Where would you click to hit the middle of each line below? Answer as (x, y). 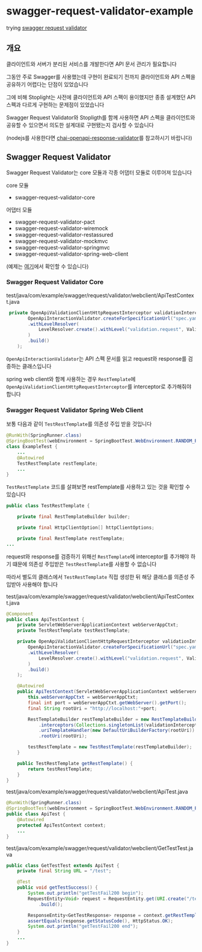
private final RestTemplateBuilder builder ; (74, 517)
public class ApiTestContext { (45, 619)
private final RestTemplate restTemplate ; (71, 538)
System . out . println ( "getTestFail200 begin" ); (86, 894)
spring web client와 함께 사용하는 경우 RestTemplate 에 (71, 379)
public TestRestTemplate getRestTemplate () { (75, 763)
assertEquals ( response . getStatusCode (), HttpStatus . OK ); (100, 921)
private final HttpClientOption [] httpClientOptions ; (86, 528)
